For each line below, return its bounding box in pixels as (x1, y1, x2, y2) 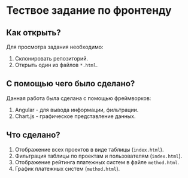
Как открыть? (6, 28, 61, 38)
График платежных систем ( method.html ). (14, 165, 120, 172)
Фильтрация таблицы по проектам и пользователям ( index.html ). (14, 152, 183, 159)
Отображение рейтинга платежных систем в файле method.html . (14, 158, 180, 165)
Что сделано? (6, 130, 61, 140)
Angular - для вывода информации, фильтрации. (14, 106, 139, 113)
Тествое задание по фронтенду (6, 4, 172, 17)
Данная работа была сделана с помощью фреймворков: (6, 94, 151, 102)
